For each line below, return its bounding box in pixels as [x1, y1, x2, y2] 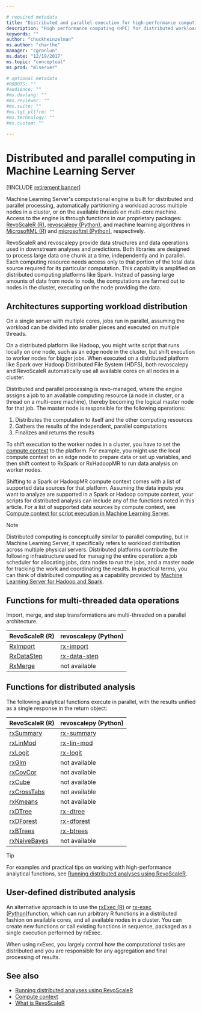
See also [6, 970, 39, 981]
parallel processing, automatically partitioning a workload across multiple [6, 202, 188, 209]
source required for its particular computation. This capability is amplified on [6, 265, 196, 272]
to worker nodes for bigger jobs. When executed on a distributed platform [6, 354, 189, 362]
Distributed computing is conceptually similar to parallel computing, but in [6, 533, 189, 540]
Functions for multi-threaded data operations [6, 595, 180, 605]
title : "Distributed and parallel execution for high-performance [6, 19, 176, 26]
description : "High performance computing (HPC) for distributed [6, 25, 173, 31]
